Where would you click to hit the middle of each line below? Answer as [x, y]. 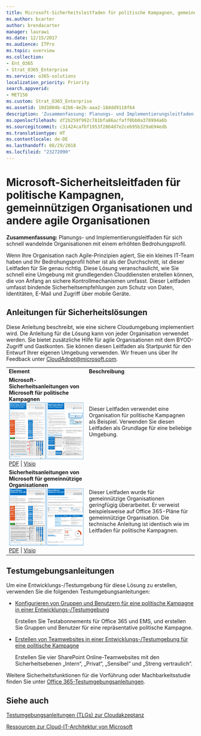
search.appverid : [28, 89]
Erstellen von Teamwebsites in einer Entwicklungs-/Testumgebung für [101, 639]
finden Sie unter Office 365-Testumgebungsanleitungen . [76, 682]
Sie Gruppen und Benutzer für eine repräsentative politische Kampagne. [104, 628]
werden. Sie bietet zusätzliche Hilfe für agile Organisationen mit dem [91, 340]
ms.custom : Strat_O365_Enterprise [49, 101]
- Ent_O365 [20, 63]
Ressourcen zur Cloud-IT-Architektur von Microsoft [69, 727]
